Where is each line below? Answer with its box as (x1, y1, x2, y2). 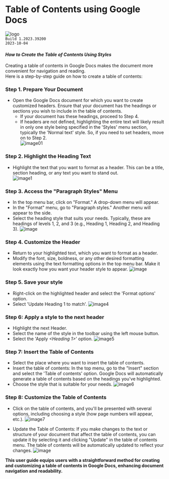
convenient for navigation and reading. (5, 68, 86, 74)
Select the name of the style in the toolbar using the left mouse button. (12, 330, 160, 336)
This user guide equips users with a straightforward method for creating (5, 457, 160, 463)
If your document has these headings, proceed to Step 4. (20, 114, 139, 120)
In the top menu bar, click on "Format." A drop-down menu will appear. (12, 199, 160, 205)
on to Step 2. (20, 135, 47, 141)
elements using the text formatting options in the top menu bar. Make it (12, 261, 160, 267)
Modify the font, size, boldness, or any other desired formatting (12, 255, 145, 261)
